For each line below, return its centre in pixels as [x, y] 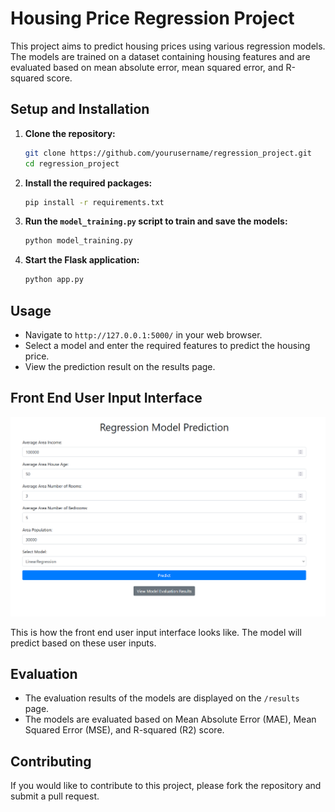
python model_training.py [78, 241]
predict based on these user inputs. [83, 643]
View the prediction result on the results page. [120, 366]
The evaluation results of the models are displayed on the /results [162, 698]
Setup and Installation [80, 109]
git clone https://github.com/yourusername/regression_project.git [168, 153]
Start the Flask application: [82, 260]
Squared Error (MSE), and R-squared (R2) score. [124, 730]
